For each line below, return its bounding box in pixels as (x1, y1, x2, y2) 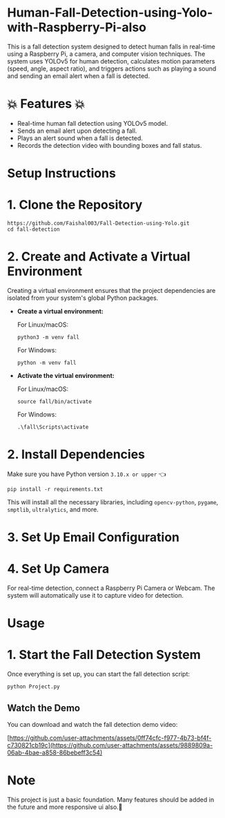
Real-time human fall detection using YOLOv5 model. (17, 119, 168, 127)
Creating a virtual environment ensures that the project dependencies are (7, 286, 216, 294)
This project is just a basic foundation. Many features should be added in (7, 795, 215, 803)
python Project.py (7, 683, 60, 690)
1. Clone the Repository (7, 197, 143, 213)
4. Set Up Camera (7, 561, 110, 577)
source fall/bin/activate (17, 398, 92, 405)
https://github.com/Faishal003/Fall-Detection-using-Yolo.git (7, 220, 190, 227)
